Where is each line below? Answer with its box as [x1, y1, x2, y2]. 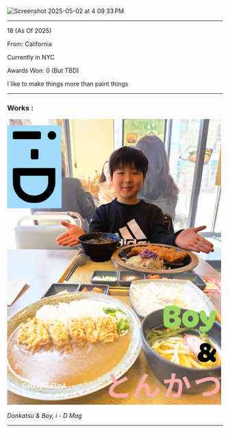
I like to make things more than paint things [7, 79, 129, 88]
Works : [7, 103, 34, 113]
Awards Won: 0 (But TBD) [7, 66, 79, 75]
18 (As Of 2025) [7, 27, 52, 35]
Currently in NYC [7, 53, 55, 62]
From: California [7, 40, 53, 48]
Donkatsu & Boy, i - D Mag [7, 412, 82, 420]
